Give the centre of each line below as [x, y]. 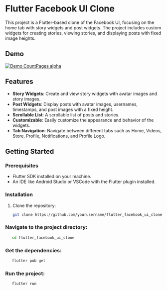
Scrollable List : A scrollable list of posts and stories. [66, 114]
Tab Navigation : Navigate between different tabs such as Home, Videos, [87, 130]
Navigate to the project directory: [46, 227]
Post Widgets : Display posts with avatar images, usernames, [75, 104]
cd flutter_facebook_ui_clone [43, 238]
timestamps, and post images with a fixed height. [63, 109]
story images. [26, 99]
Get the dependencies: [33, 250]
